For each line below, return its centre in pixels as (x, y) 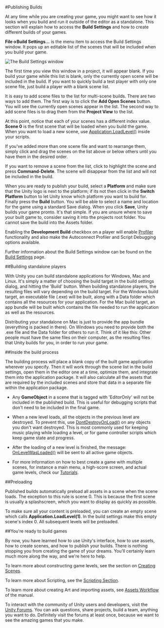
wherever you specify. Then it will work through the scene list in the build (79, 367)
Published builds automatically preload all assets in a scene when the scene (81, 491)
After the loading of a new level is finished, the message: (69, 447)
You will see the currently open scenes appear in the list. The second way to (82, 106)
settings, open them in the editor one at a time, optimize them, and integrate (81, 372)
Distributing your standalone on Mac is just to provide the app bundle (75, 322)
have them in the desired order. (37, 157)
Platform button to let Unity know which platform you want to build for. (76, 196)
